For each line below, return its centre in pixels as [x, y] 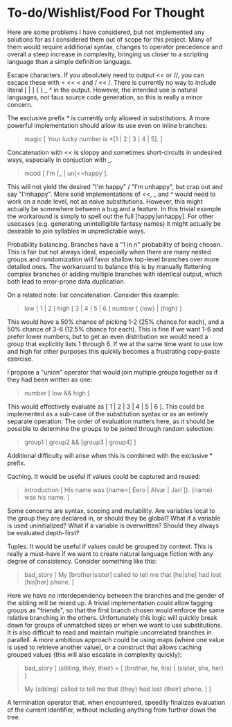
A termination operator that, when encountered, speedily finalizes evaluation [116, 702]
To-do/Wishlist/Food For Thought [106, 13]
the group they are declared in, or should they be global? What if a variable [114, 518]
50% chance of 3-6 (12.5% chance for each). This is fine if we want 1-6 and [115, 329]
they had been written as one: [50, 379]
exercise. [20, 359]
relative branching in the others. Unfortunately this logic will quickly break [112, 617]
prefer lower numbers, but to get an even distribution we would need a [108, 336]
